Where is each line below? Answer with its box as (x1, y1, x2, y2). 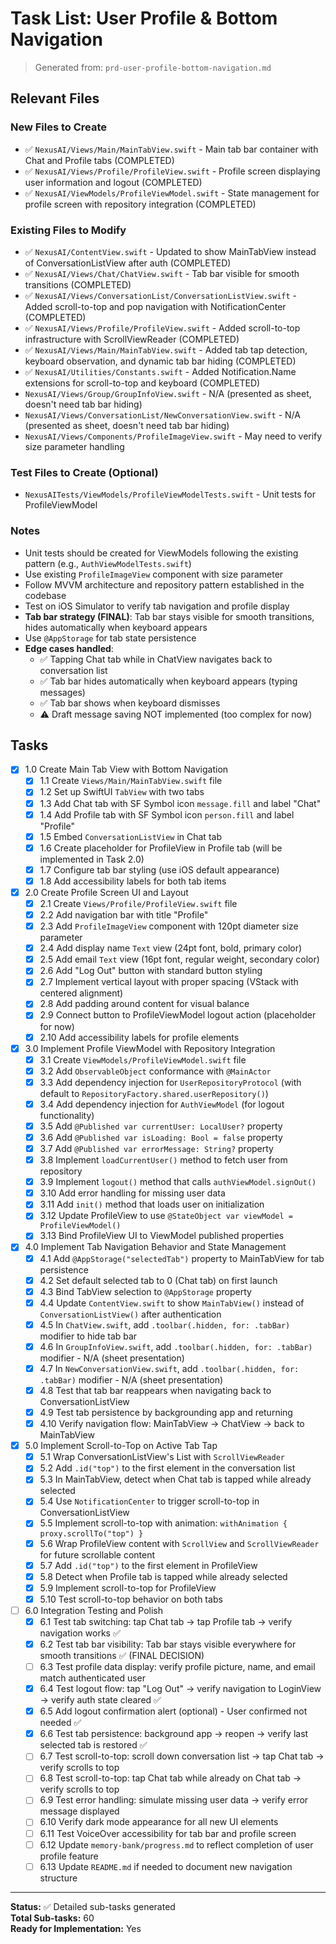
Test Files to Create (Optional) (10, 465, 159, 479)
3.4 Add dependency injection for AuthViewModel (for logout (39, 1098, 285, 1110)
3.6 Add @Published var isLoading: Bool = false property (39, 1131, 283, 1143)
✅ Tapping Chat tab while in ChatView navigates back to (39, 653, 273, 665)
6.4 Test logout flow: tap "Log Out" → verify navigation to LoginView (39, 1683, 322, 1695)
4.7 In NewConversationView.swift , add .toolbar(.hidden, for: (39, 1362, 300, 1374)
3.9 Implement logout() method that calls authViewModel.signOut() (39, 1176, 317, 1188)
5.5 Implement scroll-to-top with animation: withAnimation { (39, 1517, 288, 1529)
